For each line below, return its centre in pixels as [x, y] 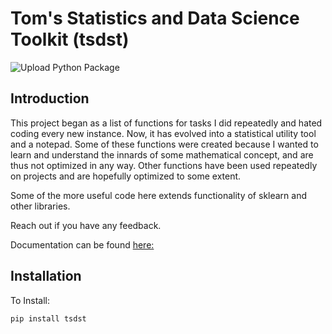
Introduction [50, 98]
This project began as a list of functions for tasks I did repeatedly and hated [166, 123]
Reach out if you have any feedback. [86, 225]
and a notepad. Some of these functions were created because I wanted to [164, 144]
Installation [46, 276]
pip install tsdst [48, 318]
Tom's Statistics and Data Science [155, 18]
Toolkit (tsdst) [70, 39]
